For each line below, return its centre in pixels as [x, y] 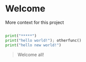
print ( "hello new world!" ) [33, 45]
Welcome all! [30, 55]
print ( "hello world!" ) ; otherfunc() [43, 40]
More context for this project [34, 22]
